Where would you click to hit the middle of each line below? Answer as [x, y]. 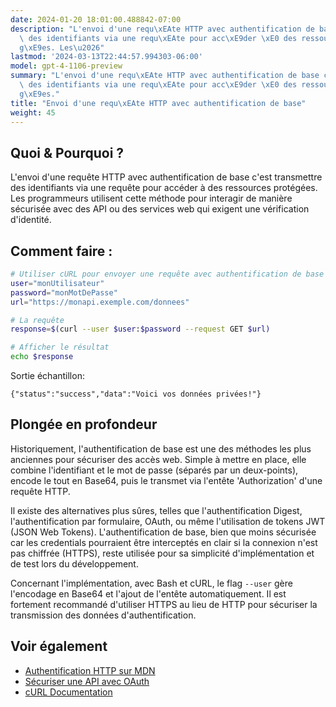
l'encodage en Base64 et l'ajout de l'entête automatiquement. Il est [148, 593]
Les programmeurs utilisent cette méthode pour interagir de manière [151, 198]
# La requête [37, 320]
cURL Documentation [68, 692]
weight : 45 [33, 112]
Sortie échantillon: [47, 375]
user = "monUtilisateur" [57, 283]
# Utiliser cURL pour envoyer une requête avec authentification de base [167, 274]
